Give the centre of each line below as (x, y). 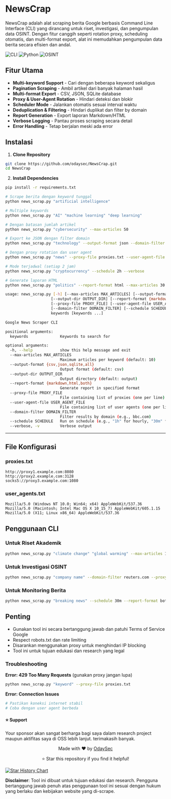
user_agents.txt (25, 493)
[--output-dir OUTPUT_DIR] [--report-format (98, 299)
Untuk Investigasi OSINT (36, 567)
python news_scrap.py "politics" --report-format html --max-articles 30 (85, 285)
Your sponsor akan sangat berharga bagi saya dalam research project (78, 733)
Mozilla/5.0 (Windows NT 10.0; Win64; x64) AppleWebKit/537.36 (74, 504)
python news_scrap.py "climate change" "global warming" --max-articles (84, 553)
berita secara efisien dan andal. (38, 44)
